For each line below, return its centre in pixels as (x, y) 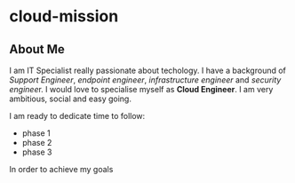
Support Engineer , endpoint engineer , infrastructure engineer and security (145, 80)
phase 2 (37, 143)
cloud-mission (64, 16)
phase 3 (37, 152)
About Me (37, 49)
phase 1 (36, 133)
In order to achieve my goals (61, 169)
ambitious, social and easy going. (70, 99)
